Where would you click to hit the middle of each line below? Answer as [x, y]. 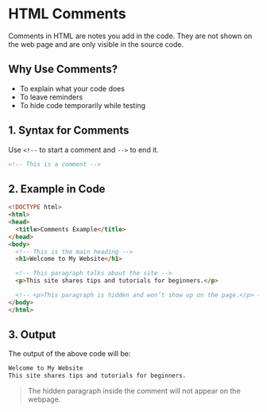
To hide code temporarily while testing [82, 105]
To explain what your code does [72, 88]
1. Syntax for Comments [69, 131]
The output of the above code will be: [70, 354]
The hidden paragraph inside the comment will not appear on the [134, 391]
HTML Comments [67, 14]
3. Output [32, 335]
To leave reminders [51, 97]
